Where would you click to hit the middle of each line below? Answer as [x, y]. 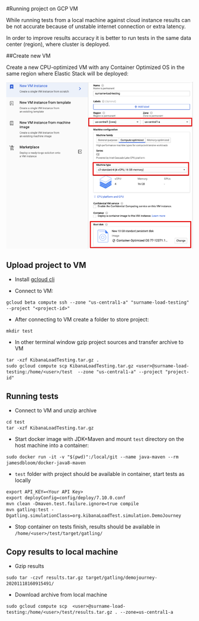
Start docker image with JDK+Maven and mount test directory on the [99, 439]
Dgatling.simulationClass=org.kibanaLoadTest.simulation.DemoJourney [94, 516]
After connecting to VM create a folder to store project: [82, 320]
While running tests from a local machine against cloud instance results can [98, 20]
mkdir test [20, 331]
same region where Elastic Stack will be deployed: [67, 73]
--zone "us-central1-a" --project [120, 372]
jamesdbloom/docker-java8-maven [46, 463]
